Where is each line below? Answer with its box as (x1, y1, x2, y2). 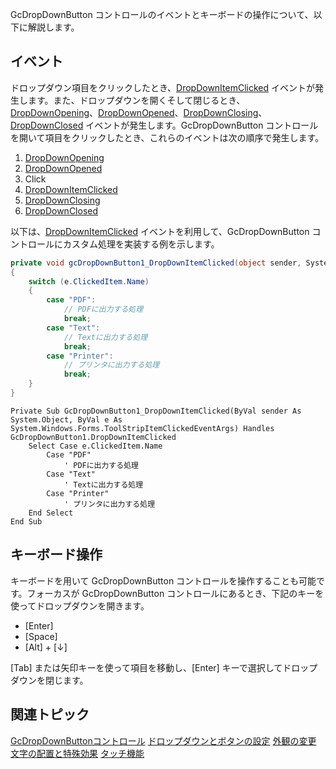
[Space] (24, 630, 58, 642)
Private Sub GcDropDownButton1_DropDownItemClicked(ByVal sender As (10, 406, 302, 416)
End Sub (10, 516, 43, 527)
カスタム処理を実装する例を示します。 (62, 238, 220, 250)
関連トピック (10, 706, 90, 723)
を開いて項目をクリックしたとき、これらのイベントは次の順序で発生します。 (10, 131, 325, 143)
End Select (28, 508, 74, 518)
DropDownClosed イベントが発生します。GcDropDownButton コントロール (10, 119, 319, 131)
